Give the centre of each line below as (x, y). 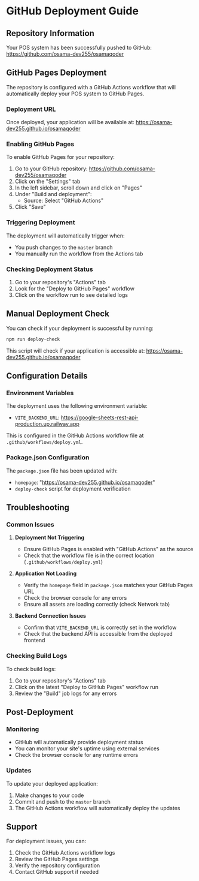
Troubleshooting (38, 508)
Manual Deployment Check (58, 314)
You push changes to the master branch (64, 247)
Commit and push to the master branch (62, 801)
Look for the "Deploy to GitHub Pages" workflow (74, 288)
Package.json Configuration (48, 458)
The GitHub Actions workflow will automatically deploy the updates (97, 808)
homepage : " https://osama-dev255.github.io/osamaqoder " (85, 482)
